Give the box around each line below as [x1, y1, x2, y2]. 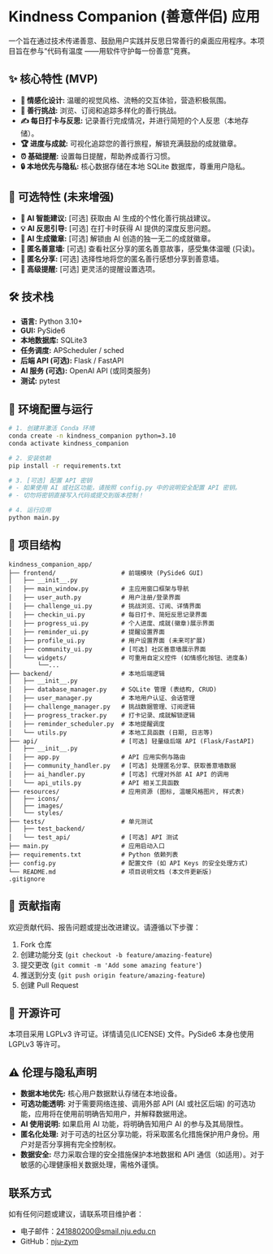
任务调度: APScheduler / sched [19, 346, 124, 355]
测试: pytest [19, 376, 61, 386]
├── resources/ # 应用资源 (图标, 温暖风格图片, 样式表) [8, 787, 245, 795]
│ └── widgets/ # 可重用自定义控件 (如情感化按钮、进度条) [8, 654, 249, 662]
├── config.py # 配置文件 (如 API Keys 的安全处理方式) [8, 859, 249, 867]
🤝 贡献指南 [8, 899, 61, 913]
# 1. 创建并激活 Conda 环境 [8, 425, 95, 433]
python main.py [8, 514, 60, 522]
